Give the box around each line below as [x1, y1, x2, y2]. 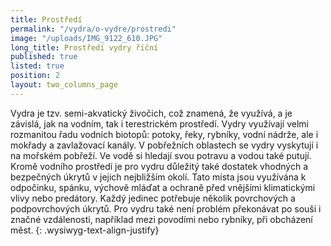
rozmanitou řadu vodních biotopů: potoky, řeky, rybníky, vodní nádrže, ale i [10, 128, 319, 140]
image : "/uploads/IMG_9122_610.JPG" [10, 33, 163, 43]
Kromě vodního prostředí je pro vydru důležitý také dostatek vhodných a [10, 160, 309, 172]
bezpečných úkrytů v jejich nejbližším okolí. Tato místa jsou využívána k [10, 171, 307, 183]
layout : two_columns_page [10, 80, 118, 90]
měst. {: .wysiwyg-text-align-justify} [10, 224, 160, 236]
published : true [10, 52, 78, 62]
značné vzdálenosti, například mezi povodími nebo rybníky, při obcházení [10, 213, 313, 225]
